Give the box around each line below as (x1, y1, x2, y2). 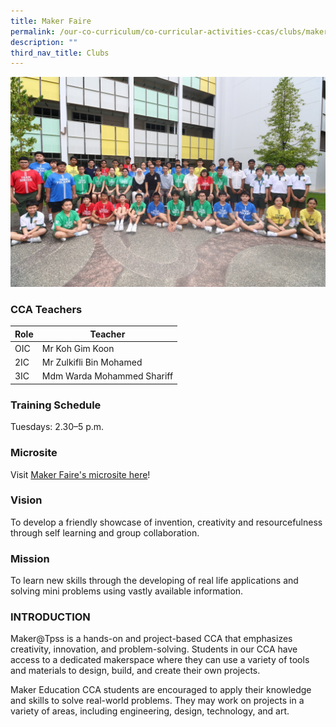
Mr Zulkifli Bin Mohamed (41, 356, 143, 369)
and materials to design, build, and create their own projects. (10, 665, 261, 677)
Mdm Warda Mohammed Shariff (41, 370, 174, 382)
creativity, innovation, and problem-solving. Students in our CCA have (10, 643, 298, 655)
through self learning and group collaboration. (10, 526, 200, 539)
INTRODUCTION (10, 610, 91, 624)
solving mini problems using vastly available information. (10, 585, 244, 597)
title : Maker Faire (10, 16, 92, 26)
